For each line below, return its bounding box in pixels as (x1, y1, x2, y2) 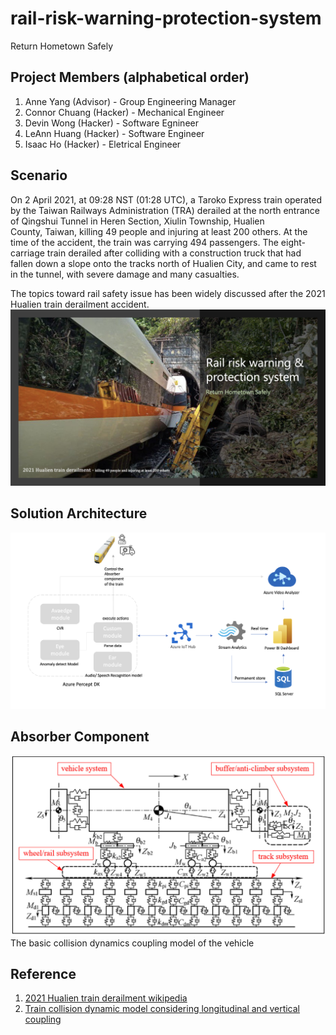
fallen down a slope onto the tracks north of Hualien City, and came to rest (10, 257, 317, 269)
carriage (10, 247, 45, 259)
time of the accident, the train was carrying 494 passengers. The (10, 236, 279, 248)
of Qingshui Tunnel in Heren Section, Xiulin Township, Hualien (10, 215, 265, 227)
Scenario (10, 167, 68, 184)
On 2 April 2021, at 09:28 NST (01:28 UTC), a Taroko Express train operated (10, 193, 323, 206)
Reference (10, 966, 77, 983)
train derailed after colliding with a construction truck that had (46, 247, 302, 259)
